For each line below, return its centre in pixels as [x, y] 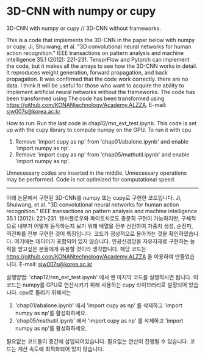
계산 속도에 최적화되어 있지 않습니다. [61, 349]
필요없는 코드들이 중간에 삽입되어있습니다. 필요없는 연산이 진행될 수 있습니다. [98, 341]
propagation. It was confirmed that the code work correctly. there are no [97, 79]
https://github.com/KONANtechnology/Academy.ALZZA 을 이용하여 [90, 256]
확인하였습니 [184, 233]
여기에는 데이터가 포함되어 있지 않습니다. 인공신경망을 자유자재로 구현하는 [102, 241]
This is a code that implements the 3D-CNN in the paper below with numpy [101, 40]
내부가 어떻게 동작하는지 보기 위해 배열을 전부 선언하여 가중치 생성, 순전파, [105, 226]
